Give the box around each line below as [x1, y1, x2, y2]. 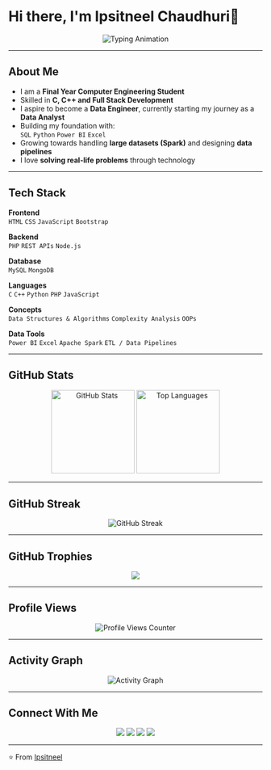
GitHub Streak [8, 497, 81, 511]
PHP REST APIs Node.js [8, 242, 81, 250]
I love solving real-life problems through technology [19, 155, 196, 165]
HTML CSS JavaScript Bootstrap [8, 217, 109, 225]
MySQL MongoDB [8, 266, 54, 274]
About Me [8, 65, 59, 79]
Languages [8, 280, 47, 290]
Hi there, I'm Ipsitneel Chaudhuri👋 [8, 7, 240, 26]
